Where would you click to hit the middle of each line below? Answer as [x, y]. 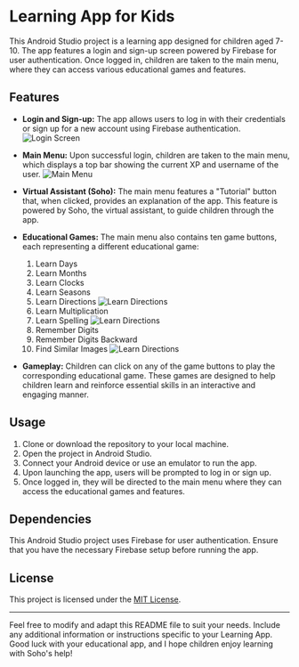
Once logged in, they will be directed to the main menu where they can [152, 482]
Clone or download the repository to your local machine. [125, 443]
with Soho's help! [41, 654]
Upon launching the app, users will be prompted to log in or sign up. [146, 472]
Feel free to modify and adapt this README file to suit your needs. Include [145, 625]
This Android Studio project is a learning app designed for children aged [141, 41]
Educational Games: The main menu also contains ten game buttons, [149, 237]
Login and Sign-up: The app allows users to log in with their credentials [154, 118]
